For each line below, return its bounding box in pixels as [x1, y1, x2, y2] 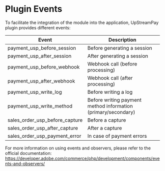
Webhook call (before [87, 60, 137, 67]
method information [87, 103, 133, 109]
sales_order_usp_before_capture [7, 116, 83, 123]
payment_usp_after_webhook [7, 77, 75, 84]
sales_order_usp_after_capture [7, 125, 79, 131]
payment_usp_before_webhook [7, 64, 80, 70]
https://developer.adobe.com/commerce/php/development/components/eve [5, 155, 160, 161]
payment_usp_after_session [7, 52, 72, 59]
